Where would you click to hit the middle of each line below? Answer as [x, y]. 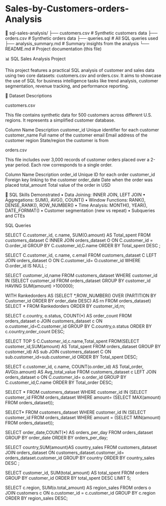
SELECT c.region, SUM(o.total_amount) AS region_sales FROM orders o [78, 488]
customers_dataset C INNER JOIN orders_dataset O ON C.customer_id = [79, 240]
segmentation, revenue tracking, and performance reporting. [67, 86]
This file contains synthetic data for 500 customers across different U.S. [79, 115]
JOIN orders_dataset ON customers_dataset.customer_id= [65, 452]
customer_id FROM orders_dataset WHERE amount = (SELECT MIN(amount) [83, 417]
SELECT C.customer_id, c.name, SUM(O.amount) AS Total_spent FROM [78, 235]
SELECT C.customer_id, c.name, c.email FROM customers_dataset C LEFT [81, 255]
